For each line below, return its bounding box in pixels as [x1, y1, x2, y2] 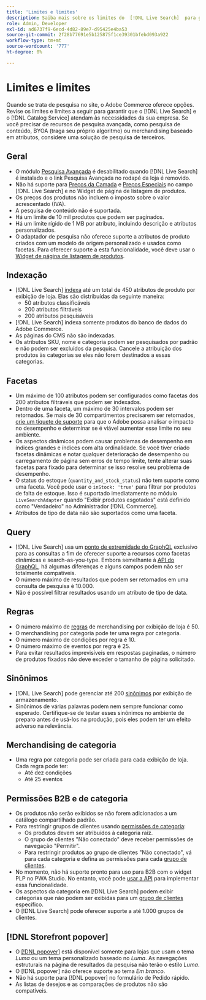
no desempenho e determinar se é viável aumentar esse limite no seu [15, 424, 191, 432]
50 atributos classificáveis [24, 299, 91, 307]
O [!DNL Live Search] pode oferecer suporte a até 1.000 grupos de [15, 907, 184, 915]
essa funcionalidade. [15, 881, 69, 889]
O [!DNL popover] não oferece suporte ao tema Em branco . [15, 968, 166, 975]
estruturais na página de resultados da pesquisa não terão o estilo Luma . [15, 961, 200, 968]
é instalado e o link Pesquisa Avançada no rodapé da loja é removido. [15, 174, 191, 181]
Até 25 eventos [24, 776, 63, 783]
